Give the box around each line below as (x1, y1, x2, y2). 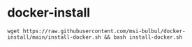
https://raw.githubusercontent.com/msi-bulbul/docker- (22, 28, 186, 35)
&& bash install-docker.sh (103, 33, 183, 41)
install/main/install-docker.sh (7, 33, 101, 41)
